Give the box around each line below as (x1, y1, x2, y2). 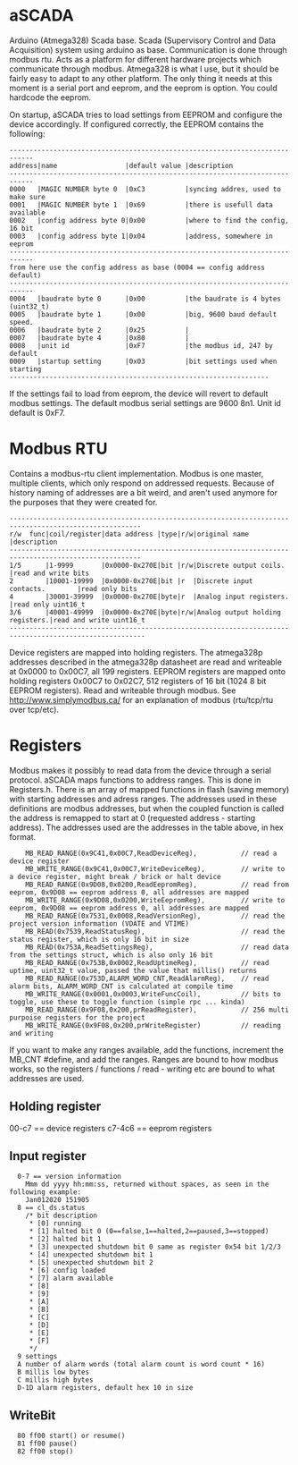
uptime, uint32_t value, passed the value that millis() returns (9, 966, 257, 975)
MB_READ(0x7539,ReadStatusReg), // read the (25, 927, 286, 936)
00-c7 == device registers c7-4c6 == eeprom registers (9, 1122, 212, 1133)
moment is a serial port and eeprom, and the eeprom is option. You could (9, 82, 278, 93)
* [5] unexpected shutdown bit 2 (29, 1258, 153, 1267)
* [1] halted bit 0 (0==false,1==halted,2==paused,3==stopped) (29, 1227, 269, 1236)
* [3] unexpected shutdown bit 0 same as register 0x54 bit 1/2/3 (29, 1242, 281, 1252)
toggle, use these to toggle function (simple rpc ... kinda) (9, 997, 245, 1006)
